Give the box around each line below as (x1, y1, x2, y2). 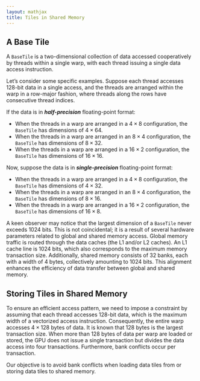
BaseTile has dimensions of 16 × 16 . (14, 152, 104, 160)
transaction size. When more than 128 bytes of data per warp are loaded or (6, 330, 193, 337)
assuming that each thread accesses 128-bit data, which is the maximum (6, 311, 187, 318)
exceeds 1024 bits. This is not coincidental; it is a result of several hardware (6, 226, 195, 233)
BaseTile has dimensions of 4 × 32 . (14, 182, 103, 189)
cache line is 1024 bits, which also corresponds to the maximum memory (6, 246, 187, 253)
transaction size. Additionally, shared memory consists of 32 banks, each (6, 252, 189, 259)
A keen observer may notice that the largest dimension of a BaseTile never (6, 220, 192, 227)
